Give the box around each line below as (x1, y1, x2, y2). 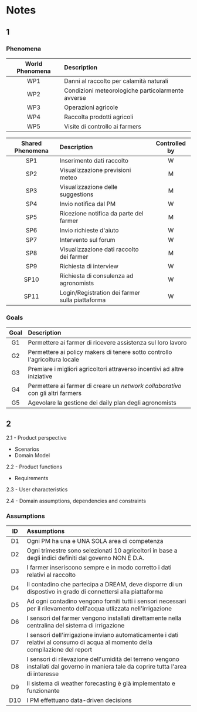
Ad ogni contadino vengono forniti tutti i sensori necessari (26, 597, 186, 605)
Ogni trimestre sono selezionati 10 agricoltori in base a (26, 546, 178, 555)
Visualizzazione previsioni (59, 166, 131, 174)
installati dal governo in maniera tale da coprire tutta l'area (26, 663, 187, 671)
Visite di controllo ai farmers (64, 122, 142, 130)
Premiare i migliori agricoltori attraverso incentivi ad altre (28, 365, 184, 373)
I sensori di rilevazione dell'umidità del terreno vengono (26, 655, 180, 663)
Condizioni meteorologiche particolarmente (64, 86, 184, 95)
